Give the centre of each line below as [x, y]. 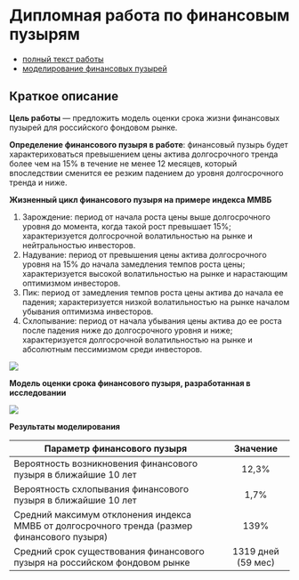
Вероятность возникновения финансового [106, 463]
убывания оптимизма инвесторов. [88, 311]
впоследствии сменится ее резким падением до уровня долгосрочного [146, 173]
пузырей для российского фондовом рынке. [93, 127]
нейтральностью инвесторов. [79, 245]
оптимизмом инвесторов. [71, 283]
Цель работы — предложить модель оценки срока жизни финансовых [145, 117]
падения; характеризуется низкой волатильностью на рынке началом [156, 302]
